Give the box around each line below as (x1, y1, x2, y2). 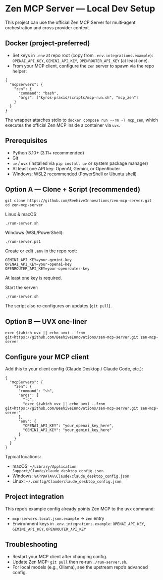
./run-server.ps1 (5, 239, 41, 244)
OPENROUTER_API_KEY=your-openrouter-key (5, 266, 90, 271)
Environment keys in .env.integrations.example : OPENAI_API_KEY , (12, 520, 145, 526)
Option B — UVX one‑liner (5, 317, 87, 326)
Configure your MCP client (5, 353, 89, 361)
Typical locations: (5, 454, 41, 459)
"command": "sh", (18, 388, 54, 393)
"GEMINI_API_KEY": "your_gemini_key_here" (23, 428, 112, 433)
